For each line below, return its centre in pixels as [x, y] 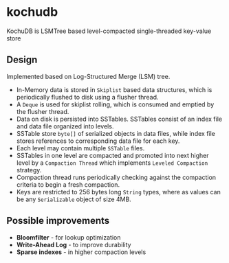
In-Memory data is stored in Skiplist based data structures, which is [114, 89]
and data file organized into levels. [65, 126]
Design [22, 60]
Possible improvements [58, 221]
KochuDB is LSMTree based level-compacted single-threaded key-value [109, 31]
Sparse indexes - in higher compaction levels [81, 252]
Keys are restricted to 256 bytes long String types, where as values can [118, 192]
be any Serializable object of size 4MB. [74, 199]
